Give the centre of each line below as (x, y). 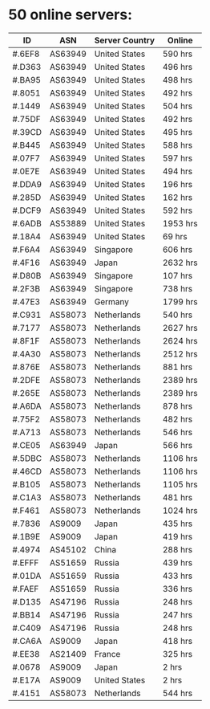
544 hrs (178, 693)
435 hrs (178, 524)
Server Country (124, 40)
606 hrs (178, 249)
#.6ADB (27, 223)
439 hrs (178, 562)
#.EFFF (26, 562)
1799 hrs (180, 301)
